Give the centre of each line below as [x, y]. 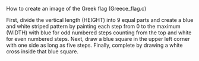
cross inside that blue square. [42, 52]
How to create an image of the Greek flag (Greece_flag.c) [76, 9]
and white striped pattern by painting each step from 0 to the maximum [94, 26]
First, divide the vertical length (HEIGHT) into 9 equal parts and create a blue [100, 20]
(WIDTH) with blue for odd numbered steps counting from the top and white [99, 33]
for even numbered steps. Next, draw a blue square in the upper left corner [98, 39]
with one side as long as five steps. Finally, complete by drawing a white [94, 45]
